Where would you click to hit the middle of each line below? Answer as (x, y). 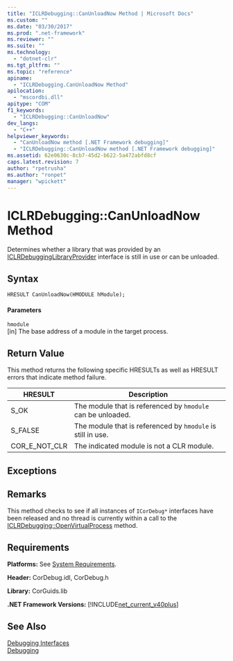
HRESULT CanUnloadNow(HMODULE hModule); (67, 295)
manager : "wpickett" (37, 181)
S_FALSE (25, 431)
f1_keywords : (26, 110)
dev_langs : (23, 123)
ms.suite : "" (26, 46)
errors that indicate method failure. (57, 377)
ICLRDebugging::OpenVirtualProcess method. (72, 526)
